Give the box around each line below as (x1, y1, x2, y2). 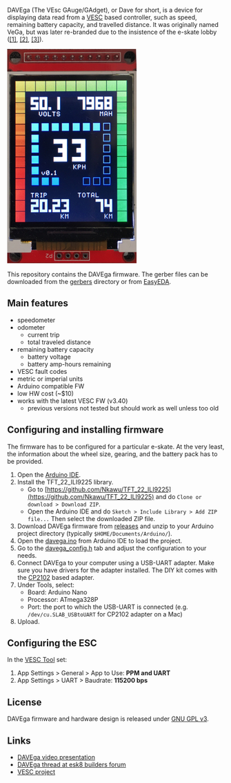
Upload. (17, 617, 40, 625)
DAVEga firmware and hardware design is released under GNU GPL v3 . (7, 715, 209, 723)
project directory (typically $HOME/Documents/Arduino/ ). (17, 529, 172, 538)
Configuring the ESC (7, 637, 98, 649)
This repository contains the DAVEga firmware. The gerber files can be (7, 270, 208, 279)
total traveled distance (27, 338, 91, 346)
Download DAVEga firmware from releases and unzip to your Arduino (17, 522, 214, 530)
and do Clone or (155, 492, 202, 500)
